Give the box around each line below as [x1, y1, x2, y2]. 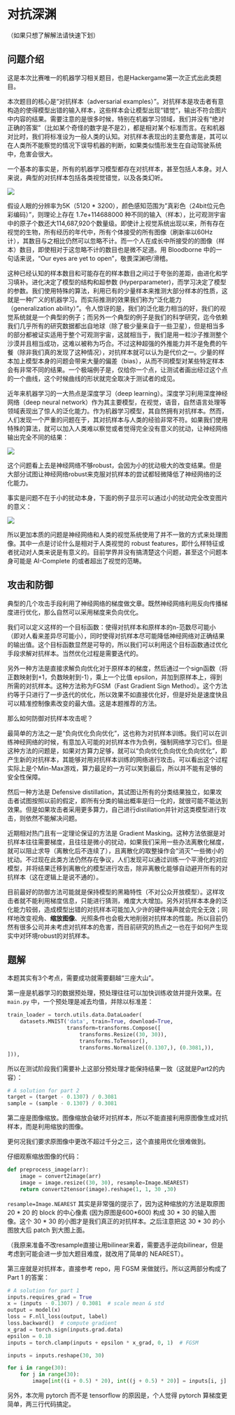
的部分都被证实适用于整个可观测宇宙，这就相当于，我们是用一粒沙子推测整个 [7, 330, 228, 339]
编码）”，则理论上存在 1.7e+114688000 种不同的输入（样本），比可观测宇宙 [13, 210, 226, 218]
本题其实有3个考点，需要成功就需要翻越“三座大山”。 [7, 974, 157, 982]
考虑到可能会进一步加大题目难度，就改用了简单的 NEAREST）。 [7, 1249, 187, 1258]
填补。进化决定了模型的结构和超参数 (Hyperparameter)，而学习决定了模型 [13, 278, 227, 286]
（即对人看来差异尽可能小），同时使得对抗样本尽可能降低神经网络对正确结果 [7, 631, 225, 640]
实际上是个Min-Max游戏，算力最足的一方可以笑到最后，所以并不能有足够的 [7, 764, 223, 772]
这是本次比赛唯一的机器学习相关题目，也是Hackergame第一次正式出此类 [7, 73, 215, 81]
